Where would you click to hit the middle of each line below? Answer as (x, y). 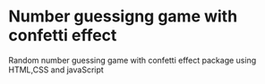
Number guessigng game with (123, 17)
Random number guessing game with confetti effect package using (132, 60)
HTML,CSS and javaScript (56, 70)
